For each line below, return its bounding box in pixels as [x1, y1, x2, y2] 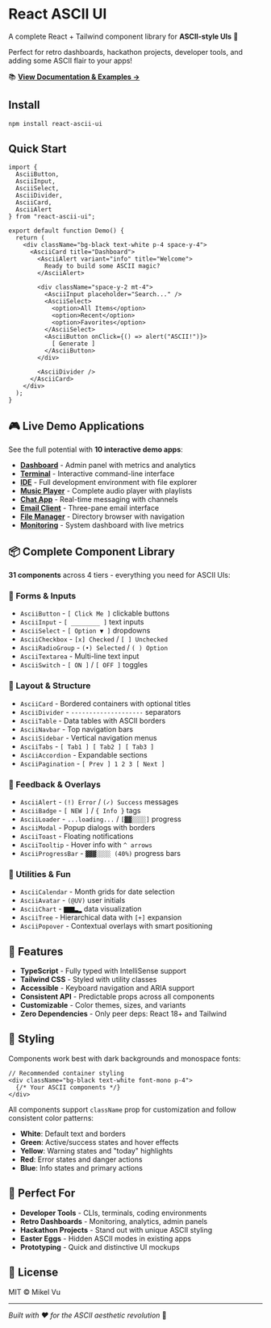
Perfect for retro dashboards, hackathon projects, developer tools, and [8, 47, 244, 56]
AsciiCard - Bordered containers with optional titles [19, 699, 191, 708]
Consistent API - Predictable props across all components [19, 992, 215, 1001]
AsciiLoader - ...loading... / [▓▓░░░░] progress [19, 814, 181, 824]
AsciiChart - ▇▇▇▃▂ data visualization [19, 904, 143, 914]
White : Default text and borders [19, 1129, 127, 1138]
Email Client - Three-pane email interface [19, 503, 160, 513]
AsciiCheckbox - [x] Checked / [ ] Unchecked [19, 634, 168, 644]
